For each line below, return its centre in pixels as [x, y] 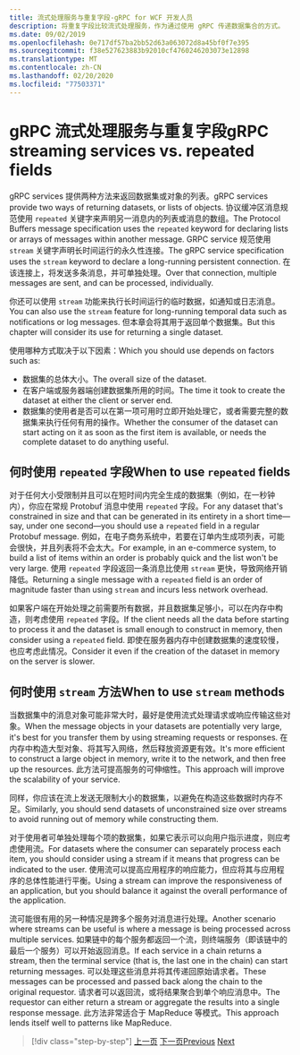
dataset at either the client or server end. [97, 400]
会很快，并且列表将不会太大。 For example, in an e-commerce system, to [143, 548]
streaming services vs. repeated [132, 151]
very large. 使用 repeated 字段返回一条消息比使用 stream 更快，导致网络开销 [149, 569]
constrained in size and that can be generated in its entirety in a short [137, 517]
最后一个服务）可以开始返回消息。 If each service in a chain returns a [135, 951]
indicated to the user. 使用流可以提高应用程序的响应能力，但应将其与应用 [143, 870]
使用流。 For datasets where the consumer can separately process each [149, 849]
